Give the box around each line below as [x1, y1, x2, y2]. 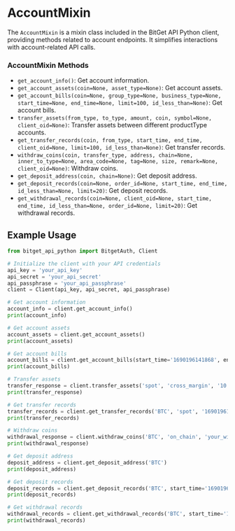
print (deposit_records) [7, 491, 77, 498]
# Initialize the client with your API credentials [7, 260, 161, 267]
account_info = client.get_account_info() [7, 306, 133, 313]
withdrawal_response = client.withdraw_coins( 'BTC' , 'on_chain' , [7, 434, 201, 441]
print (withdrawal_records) [7, 517, 86, 524]
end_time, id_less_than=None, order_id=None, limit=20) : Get [17, 201, 198, 210]
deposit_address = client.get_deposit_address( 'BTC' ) [7, 459, 168, 466]
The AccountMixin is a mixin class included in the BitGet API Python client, [7, 28, 220, 36]
